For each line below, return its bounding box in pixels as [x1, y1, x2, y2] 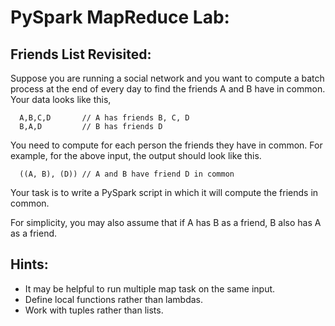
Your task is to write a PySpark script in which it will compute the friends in [10, 187, 319, 198]
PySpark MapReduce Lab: [10, 6, 230, 29]
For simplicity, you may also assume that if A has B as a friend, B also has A [10, 217, 322, 228]
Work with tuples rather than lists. [24, 304, 164, 316]
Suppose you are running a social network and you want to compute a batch [10, 72, 325, 84]
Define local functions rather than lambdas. [24, 293, 204, 305]
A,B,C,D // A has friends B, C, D [19, 113, 190, 123]
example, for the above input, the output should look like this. [10, 150, 262, 161]
